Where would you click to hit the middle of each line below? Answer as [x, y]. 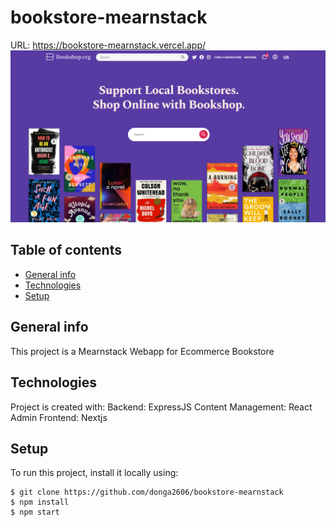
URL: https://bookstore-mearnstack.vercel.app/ [108, 45]
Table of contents [66, 250]
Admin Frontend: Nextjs [59, 417]
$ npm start [35, 512]
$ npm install [40, 502]
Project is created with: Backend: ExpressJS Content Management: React [161, 407]
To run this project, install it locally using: [94, 473]
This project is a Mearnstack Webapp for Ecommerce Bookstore [142, 351]
